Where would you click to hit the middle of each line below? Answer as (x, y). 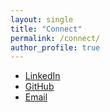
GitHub (39, 87)
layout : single (42, 19)
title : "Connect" (46, 29)
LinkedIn (42, 76)
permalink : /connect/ (55, 38)
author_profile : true (55, 47)
